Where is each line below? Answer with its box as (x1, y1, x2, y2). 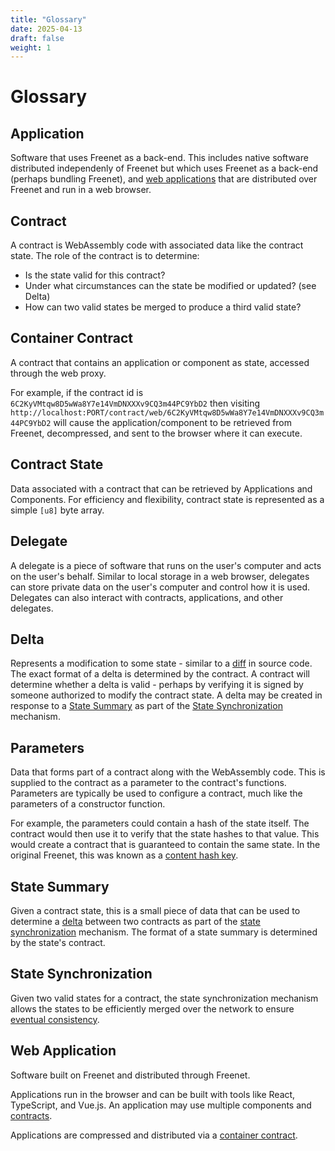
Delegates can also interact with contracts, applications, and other (10, 591, 284, 603)
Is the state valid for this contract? (24, 269, 166, 281)
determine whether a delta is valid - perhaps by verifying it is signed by (10, 679, 304, 691)
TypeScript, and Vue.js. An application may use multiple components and (10, 1099, 312, 1111)
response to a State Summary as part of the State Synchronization (10, 700, 283, 712)
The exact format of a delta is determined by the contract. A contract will (10, 668, 310, 680)
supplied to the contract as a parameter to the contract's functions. (10, 777, 287, 789)
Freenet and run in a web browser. (10, 184, 152, 196)
